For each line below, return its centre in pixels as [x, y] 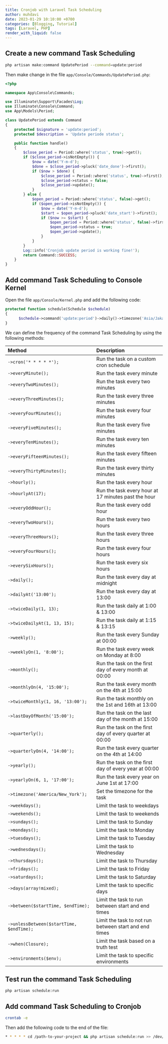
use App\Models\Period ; [30, 111]
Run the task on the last [124, 713]
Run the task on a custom [126, 359]
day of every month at [122, 670]
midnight [107, 583]
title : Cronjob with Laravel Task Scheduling [53, 10]
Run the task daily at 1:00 [126, 605]
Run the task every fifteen [126, 453]
